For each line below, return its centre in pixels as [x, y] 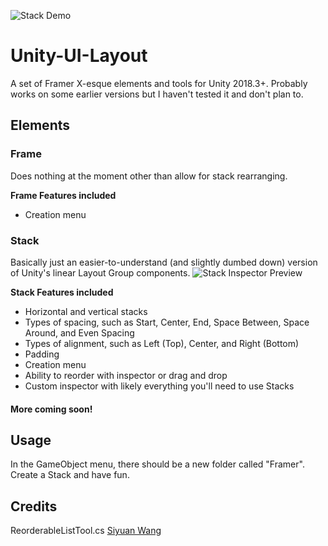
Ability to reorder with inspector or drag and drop [126, 375]
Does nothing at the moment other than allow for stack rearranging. [149, 176]
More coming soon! [51, 409]
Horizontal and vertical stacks [86, 311]
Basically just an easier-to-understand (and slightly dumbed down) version [164, 262]
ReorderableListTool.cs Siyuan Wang [86, 531]
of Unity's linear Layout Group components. [100, 272]
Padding [42, 354]
